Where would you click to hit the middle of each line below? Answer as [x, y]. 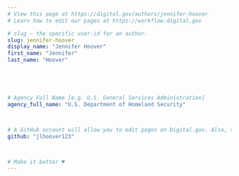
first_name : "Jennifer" [43, 53]
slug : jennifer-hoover [41, 40]
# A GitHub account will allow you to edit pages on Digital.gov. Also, [117, 130]
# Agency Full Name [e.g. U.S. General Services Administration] [106, 98]
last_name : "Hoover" [38, 60]
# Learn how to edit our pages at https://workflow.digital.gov [105, 21]
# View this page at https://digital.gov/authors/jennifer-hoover [108, 14]
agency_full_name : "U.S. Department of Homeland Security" [97, 104]
